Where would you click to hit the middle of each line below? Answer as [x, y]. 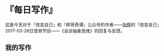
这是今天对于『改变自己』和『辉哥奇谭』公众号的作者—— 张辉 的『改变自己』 [83, 25]
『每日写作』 [31, 10]
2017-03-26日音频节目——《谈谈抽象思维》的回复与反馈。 [65, 30]
